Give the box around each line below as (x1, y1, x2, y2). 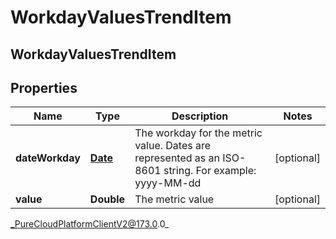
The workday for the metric (134, 126, 263, 140)
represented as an (134, 151, 220, 165)
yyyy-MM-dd (134, 176, 202, 190)
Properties (10, 79, 78, 96)
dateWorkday (15, 151, 81, 165)
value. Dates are (134, 139, 212, 153)
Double (89, 192, 126, 206)
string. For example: (163, 164, 257, 178)
